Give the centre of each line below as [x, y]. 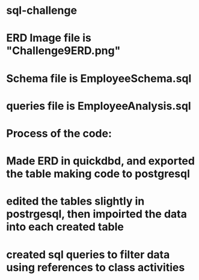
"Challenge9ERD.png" [63, 51]
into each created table [65, 227]
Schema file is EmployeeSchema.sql [99, 78]
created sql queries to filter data [88, 254]
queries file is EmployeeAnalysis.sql [99, 106]
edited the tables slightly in [75, 201]
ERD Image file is [49, 38]
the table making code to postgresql [98, 174]
